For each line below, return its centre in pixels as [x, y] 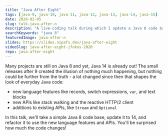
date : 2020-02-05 [23, 19]
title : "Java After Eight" [33, 10]
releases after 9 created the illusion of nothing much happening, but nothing [83, 71]
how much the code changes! [36, 127]
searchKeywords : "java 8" [32, 33]
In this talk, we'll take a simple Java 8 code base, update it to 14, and [76, 117]
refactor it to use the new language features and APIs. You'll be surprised [81, 122]
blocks [19, 97]
